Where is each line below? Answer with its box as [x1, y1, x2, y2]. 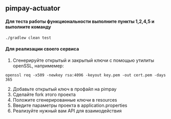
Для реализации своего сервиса [5, 46, 79, 52]
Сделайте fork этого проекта [12, 91, 76, 98]
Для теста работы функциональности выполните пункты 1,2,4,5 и [5, 18, 155, 25]
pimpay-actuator [5, 4, 60, 13]
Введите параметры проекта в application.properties [12, 102, 127, 108]
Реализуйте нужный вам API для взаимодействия [12, 107, 122, 114]
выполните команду [5, 23, 51, 30]
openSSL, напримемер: [12, 62, 64, 68]
